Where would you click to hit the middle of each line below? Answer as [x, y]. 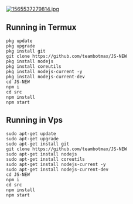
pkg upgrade [21, 46]
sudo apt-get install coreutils [45, 159]
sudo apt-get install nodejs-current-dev [57, 170]
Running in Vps [35, 120]
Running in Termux [41, 27]
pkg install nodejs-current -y [44, 71]
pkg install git [26, 51]
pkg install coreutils [34, 66]
